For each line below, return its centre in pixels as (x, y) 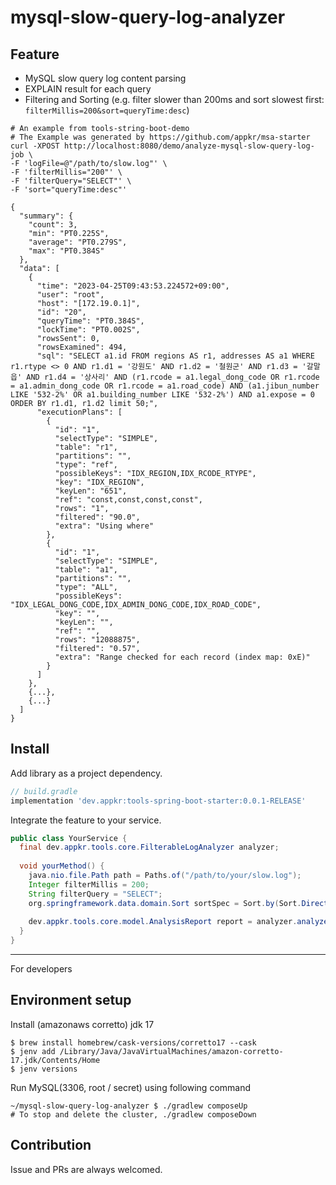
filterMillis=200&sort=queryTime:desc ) (107, 110)
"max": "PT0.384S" (66, 251)
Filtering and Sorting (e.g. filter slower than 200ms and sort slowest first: (174, 99)
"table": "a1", (86, 570)
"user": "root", (70, 295)
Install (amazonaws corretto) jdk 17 (82, 1024)
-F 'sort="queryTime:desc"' (69, 190)
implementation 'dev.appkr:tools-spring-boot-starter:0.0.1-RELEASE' (158, 801)
